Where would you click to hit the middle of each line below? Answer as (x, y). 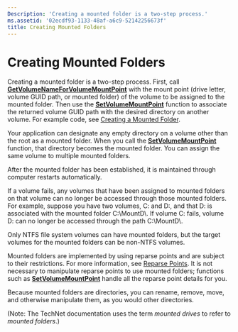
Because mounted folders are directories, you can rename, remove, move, (116, 292)
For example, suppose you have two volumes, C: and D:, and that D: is (110, 206)
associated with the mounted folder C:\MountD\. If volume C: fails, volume (116, 214)
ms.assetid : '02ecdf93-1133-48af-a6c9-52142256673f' (87, 21)
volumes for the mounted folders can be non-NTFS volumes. (96, 243)
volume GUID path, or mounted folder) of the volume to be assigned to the (116, 97)
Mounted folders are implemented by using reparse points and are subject (116, 256)
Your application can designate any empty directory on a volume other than (118, 133)
